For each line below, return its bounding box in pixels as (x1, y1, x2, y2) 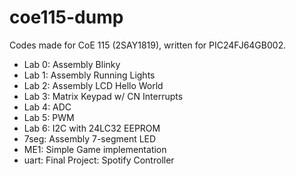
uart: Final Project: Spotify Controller (23, 154, 175, 166)
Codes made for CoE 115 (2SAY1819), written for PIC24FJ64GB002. (9, 39, 287, 51)
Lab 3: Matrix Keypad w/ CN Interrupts (23, 90, 184, 102)
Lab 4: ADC (23, 101, 72, 113)
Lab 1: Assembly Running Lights (23, 69, 156, 81)
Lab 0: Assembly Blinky (23, 58, 121, 70)
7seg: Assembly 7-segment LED (23, 132, 157, 145)
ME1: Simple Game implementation (23, 143, 167, 155)
